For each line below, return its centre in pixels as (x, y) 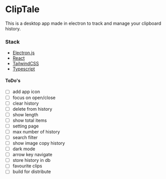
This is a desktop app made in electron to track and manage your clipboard (83, 23)
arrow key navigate (33, 155)
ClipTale (22, 9)
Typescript (24, 69)
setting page (25, 126)
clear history (25, 103)
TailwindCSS (26, 64)
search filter (25, 137)
